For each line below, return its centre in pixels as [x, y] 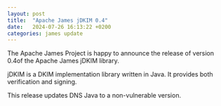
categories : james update [45, 33]
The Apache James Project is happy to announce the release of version [111, 53]
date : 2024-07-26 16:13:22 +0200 [59, 27]
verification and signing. [42, 82]
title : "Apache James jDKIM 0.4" [58, 20]
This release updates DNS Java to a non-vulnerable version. [94, 95]
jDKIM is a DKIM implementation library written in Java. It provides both [110, 74]
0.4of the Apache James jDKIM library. [63, 61]
